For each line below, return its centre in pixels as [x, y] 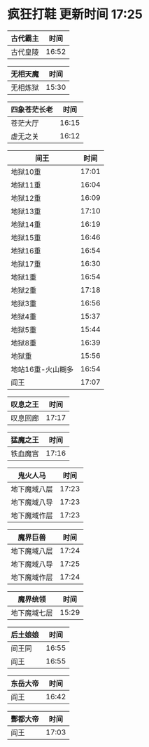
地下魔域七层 [32, 613]
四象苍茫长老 [32, 110]
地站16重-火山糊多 [42, 369]
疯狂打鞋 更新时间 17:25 [75, 14]
